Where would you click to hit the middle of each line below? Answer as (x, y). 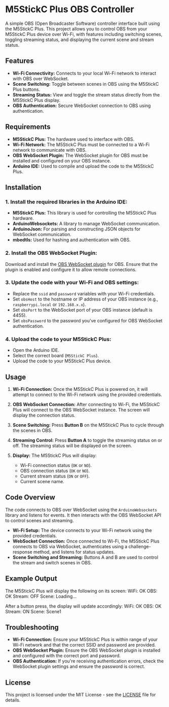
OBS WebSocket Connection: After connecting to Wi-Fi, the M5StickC (86, 404)
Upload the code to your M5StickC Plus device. (62, 361)
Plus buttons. (26, 89)
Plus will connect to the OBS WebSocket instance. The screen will (81, 410)
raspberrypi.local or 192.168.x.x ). (49, 304)
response (23, 552)
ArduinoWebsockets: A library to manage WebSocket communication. (86, 224)
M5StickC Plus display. (36, 100)
